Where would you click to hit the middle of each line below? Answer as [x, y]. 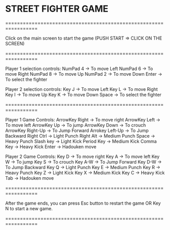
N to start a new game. [29, 208]
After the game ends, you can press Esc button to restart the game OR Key [83, 203]
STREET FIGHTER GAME [57, 9]
